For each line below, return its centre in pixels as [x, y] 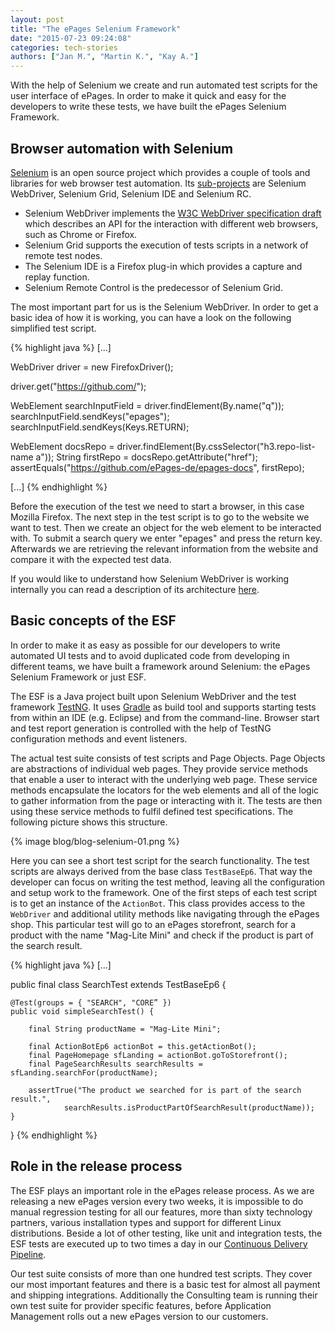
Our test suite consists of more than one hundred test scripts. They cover [161, 1273]
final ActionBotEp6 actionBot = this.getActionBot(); [142, 1046]
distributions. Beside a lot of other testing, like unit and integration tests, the [166, 1233]
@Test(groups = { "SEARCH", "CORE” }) [91, 1002]
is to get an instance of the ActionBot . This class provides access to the [158, 903]
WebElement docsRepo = [62, 446]
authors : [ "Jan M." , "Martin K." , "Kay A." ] [104, 57]
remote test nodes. [63, 255]
